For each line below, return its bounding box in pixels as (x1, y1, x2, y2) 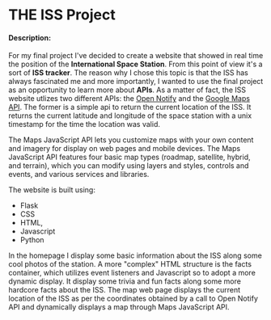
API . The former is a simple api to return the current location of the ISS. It (8, 103, 252, 112)
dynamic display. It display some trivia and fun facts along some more (8, 276, 241, 286)
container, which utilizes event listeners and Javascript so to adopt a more (8, 268, 256, 278)
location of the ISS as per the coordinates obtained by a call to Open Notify (8, 293, 259, 304)
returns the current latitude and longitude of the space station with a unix (8, 111, 252, 120)
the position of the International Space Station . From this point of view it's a (8, 59, 263, 69)
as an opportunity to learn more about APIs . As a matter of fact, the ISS (8, 85, 247, 95)
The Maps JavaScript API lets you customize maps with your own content (8, 135, 254, 145)
